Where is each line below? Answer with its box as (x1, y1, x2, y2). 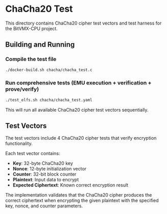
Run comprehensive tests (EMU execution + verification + (5, 79, 152, 87)
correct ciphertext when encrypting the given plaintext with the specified (5, 198, 159, 204)
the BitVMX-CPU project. (5, 25, 58, 31)
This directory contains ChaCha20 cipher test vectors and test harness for (5, 20, 162, 26)
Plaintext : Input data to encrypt (12, 177, 79, 183)
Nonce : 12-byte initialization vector (12, 166, 87, 172)
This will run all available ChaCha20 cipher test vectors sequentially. (5, 106, 149, 113)
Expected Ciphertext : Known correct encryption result (12, 182, 129, 188)
